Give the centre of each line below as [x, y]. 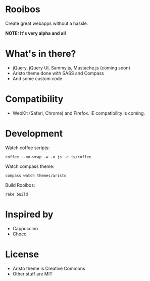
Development [34, 133]
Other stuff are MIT [33, 274]
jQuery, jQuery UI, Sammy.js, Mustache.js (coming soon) [71, 67]
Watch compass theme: [30, 166]
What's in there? [41, 54]
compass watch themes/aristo [36, 175]
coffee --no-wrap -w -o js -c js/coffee [48, 157]
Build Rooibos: [20, 185]
